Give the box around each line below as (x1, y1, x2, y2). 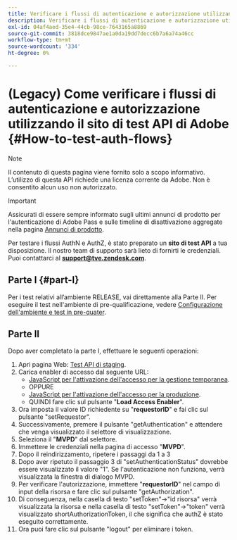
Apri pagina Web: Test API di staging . (18, 360, 127, 369)
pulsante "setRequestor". (18, 413, 91, 421)
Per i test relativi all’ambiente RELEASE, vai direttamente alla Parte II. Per (8, 293, 217, 301)
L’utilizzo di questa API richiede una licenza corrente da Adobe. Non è (8, 175, 210, 184)
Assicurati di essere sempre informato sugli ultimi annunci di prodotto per (8, 210, 221, 218)
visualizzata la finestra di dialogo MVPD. (18, 472, 135, 481)
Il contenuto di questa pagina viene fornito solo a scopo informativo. (8, 168, 206, 176)
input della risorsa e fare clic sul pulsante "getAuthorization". (18, 487, 194, 496)
